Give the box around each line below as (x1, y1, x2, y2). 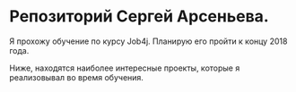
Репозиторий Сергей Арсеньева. (9, 6, 269, 27)
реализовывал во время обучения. (9, 71, 144, 82)
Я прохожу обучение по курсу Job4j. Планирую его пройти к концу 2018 (9, 36, 288, 46)
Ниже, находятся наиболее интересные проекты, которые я (9, 63, 240, 73)
